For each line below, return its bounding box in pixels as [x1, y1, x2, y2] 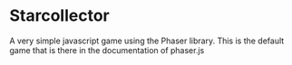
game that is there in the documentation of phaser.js [9, 44, 205, 55]
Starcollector [9, 5, 111, 26]
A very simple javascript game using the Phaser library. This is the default [9, 35, 285, 46]
